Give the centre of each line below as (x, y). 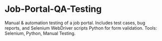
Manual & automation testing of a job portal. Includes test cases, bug (75, 23)
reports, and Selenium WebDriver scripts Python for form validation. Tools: (81, 28)
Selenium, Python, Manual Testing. (40, 33)
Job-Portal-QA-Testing (53, 9)
